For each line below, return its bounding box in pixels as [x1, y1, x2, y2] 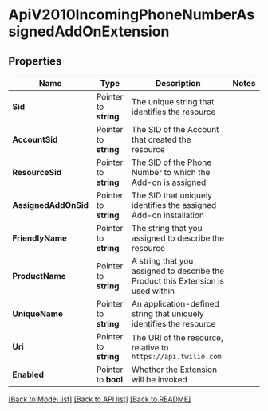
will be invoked [131, 374, 187, 385]
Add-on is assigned [131, 177, 207, 188]
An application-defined [131, 299, 219, 309]
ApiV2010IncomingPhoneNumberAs [8, 6, 255, 24]
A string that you [131, 256, 194, 266]
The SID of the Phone [131, 157, 212, 168]
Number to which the [131, 167, 211, 178]
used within [131, 285, 175, 296]
